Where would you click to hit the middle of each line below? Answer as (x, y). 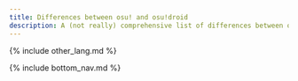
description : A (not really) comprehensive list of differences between (146, 26)
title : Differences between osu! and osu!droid (99, 17)
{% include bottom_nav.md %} (65, 68)
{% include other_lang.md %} (63, 50)
